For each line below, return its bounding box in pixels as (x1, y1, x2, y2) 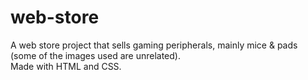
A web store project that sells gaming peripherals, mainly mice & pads (10, 39, 298, 51)
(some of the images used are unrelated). (10, 49, 181, 61)
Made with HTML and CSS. (10, 60, 122, 72)
